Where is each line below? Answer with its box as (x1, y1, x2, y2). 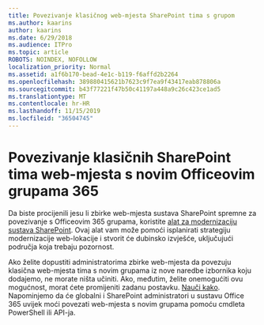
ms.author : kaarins (8, 19, 73, 27)
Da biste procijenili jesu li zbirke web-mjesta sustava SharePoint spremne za (8, 208, 257, 217)
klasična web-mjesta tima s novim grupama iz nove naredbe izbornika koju (8, 266, 251, 275)
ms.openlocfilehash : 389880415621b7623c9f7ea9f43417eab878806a (8, 77, 221, 85)
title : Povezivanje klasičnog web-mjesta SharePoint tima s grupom (8, 11, 236, 20)
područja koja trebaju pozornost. (8, 242, 115, 251)
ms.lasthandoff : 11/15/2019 (8, 108, 101, 115)
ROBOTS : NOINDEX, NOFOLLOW (8, 56, 97, 64)
